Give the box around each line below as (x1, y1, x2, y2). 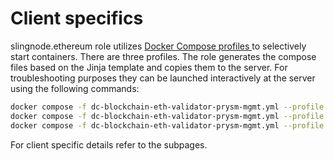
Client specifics (10, 7, 144, 30)
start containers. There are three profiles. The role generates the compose (10, 50, 317, 62)
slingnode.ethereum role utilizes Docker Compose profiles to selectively (10, 40, 307, 52)
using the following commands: (10, 82, 140, 94)
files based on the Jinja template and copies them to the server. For (10, 61, 288, 73)
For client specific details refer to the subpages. (10, 138, 208, 151)
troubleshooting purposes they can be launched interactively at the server (10, 72, 316, 84)
